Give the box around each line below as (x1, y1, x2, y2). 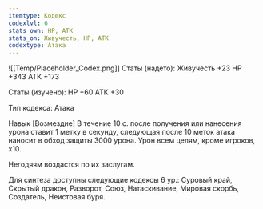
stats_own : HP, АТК (8, 26, 74, 34)
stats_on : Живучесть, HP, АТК (8, 34, 110, 42)
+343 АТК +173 (8, 72, 60, 82)
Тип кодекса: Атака (8, 103, 74, 113)
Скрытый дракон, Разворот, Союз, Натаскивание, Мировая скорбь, (8, 183, 240, 193)
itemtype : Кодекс (8, 11, 66, 20)
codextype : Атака (8, 42, 66, 50)
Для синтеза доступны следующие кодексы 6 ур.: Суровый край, (8, 175, 233, 185)
